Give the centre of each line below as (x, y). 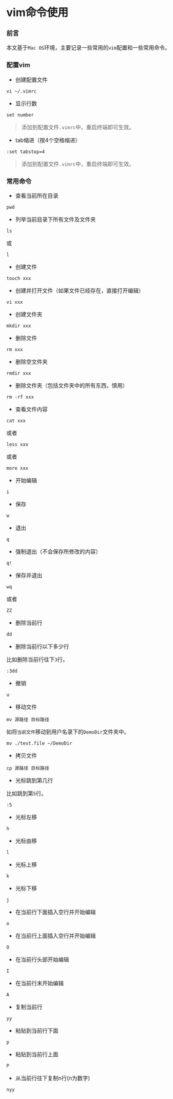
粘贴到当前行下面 (37, 1031)
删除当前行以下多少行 (42, 647)
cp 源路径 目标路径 (28, 768)
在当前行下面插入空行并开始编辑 (55, 912)
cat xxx (16, 421)
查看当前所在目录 (37, 196)
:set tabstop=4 (26, 152)
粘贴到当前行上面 (37, 1054)
